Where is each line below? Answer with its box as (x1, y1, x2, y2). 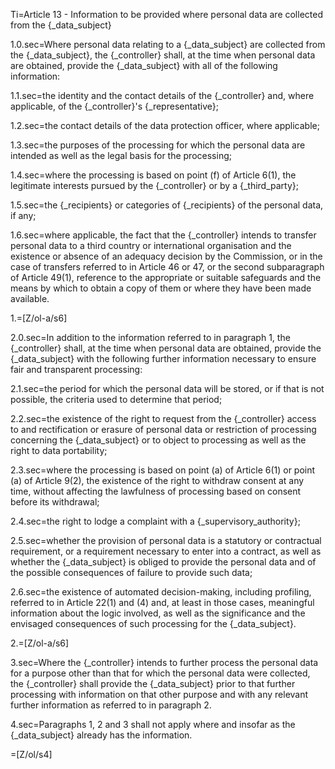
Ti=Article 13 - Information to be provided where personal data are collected (10, 9, 323, 20)
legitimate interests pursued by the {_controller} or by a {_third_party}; (10, 180, 300, 191)
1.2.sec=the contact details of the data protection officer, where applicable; (10, 120, 320, 131)
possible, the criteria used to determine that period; (10, 394, 223, 405)
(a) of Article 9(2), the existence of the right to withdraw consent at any (10, 475, 305, 486)
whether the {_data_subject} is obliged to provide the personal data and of (10, 556, 317, 568)
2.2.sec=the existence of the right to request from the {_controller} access (10, 413, 317, 424)
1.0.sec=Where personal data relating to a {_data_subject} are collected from (10, 39, 326, 50)
